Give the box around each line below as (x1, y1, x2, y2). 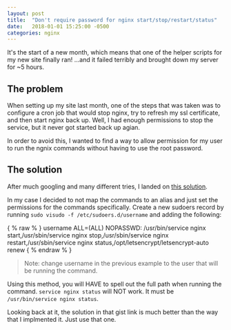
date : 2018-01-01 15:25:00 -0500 (7, 23, 110, 30)
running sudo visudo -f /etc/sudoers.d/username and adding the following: (7, 210, 222, 218)
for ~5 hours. (7, 63, 45, 71)
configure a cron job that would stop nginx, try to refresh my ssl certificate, (7, 108, 221, 117)
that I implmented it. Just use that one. (7, 315, 117, 323)
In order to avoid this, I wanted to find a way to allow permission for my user (7, 137, 223, 145)
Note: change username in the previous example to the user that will (23, 259, 219, 267)
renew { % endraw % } (7, 246, 72, 254)
